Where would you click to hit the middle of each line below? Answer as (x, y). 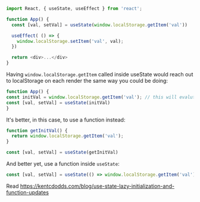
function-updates (28, 192)
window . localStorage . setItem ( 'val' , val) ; (70, 41)
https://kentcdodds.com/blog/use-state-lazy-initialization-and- (97, 186)
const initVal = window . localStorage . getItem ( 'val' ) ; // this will (92, 97)
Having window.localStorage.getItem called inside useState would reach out (100, 74)
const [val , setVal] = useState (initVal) (58, 102)
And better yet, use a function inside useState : (63, 164)
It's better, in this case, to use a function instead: (66, 120)
